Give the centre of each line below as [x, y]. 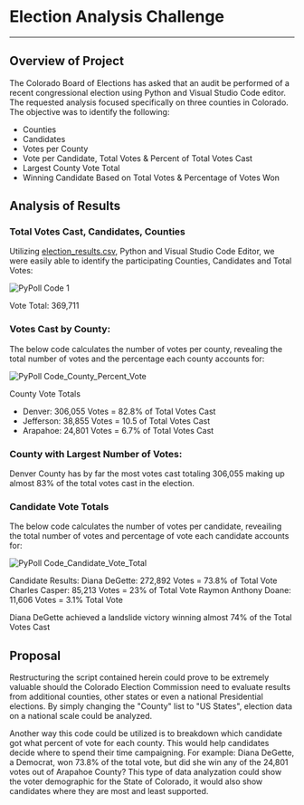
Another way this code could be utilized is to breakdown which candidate [146, 733]
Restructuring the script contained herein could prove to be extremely [139, 677]
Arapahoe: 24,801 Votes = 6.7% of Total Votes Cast [118, 430]
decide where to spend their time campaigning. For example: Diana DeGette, [152, 752]
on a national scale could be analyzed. [81, 716]
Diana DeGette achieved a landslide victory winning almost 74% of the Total [151, 618]
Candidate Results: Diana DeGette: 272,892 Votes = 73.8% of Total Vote [143, 580]
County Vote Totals [45, 393]
